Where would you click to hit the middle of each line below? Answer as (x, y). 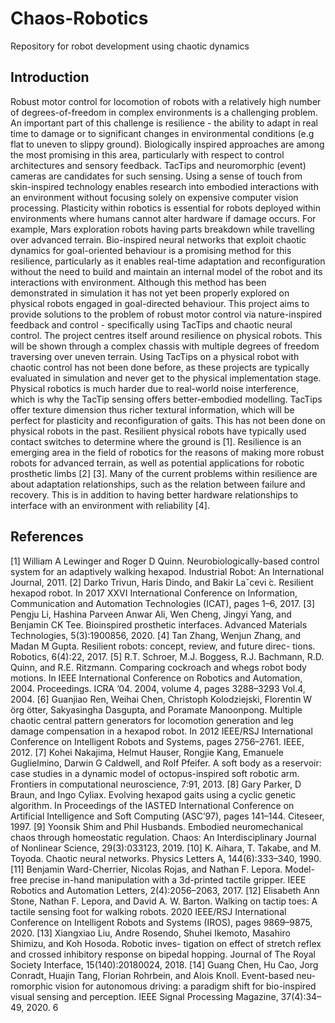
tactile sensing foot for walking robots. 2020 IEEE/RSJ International (148, 911)
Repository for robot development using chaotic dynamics (130, 46)
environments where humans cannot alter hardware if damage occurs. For (163, 218)
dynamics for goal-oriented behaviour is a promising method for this (151, 250)
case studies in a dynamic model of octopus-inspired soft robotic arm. (155, 773)
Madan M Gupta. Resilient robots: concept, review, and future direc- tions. (163, 646)
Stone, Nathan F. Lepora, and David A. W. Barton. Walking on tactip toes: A (164, 901)
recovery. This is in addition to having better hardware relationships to (154, 494)
